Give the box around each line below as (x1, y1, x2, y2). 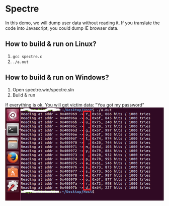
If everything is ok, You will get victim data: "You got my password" (5, 101, 145, 108)
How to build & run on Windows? (5, 73, 109, 82)
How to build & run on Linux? (5, 40, 97, 48)
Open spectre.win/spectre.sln (12, 86, 74, 92)
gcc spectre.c (12, 54, 42, 59)
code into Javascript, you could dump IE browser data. (5, 25, 119, 31)
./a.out (12, 59, 29, 65)
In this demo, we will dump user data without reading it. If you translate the (5, 20, 160, 26)
